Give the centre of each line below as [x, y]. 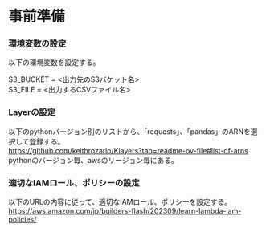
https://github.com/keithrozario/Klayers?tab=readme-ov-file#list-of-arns [129, 150]
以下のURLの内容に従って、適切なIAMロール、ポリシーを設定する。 [120, 202]
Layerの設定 [32, 112]
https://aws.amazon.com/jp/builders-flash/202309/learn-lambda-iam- [125, 211]
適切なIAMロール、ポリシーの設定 [74, 183]
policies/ [23, 220]
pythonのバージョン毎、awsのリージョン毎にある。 [94, 160]
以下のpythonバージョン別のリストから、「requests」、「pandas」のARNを [129, 131]
